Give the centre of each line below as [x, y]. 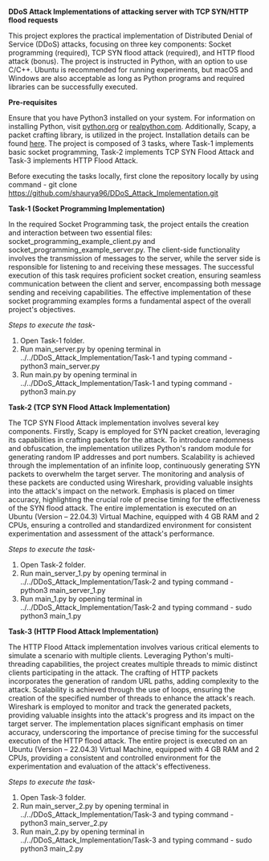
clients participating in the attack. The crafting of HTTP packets [113, 672]
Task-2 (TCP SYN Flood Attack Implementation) [89, 407]
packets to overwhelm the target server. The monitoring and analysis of [126, 474]
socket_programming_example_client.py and [82, 241]
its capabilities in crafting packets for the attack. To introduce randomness [131, 440]
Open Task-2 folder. [53, 565]
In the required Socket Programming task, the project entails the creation [128, 224]
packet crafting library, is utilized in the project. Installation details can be [129, 135]
